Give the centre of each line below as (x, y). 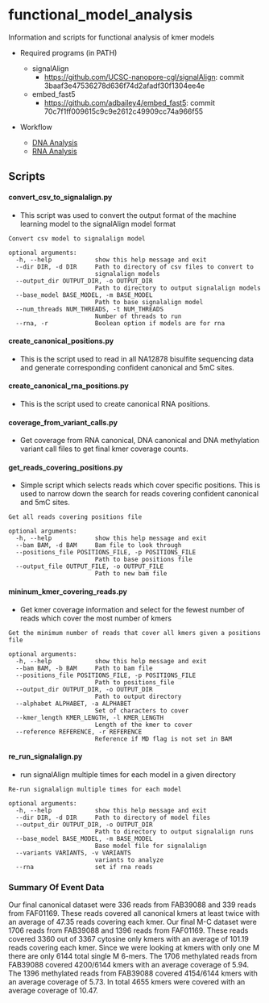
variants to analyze (129, 860)
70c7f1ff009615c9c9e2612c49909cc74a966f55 (124, 111)
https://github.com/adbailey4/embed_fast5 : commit (130, 102)
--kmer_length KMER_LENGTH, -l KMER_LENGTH (89, 717)
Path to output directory (138, 696)
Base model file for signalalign (151, 846)
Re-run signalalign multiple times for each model (95, 789)
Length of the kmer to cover (144, 725)
